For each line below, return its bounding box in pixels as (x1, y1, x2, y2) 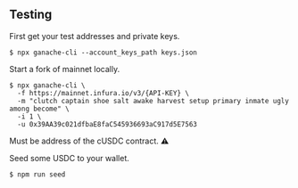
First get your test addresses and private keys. (9, 30, 180, 41)
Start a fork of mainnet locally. (9, 63, 120, 74)
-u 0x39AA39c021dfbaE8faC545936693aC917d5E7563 (17, 119, 198, 128)
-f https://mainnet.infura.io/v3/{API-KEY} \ (17, 88, 190, 97)
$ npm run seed (9, 169, 66, 179)
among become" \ (9, 104, 70, 113)
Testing (9, 7, 53, 22)
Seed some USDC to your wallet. (9, 152, 129, 163)
